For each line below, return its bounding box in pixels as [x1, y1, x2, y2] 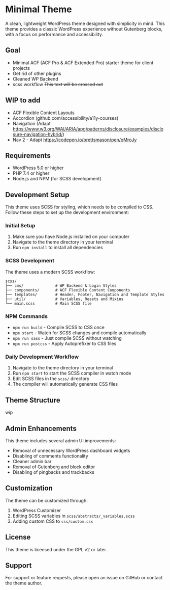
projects [12, 65, 30, 71]
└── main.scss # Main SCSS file [5, 301, 92, 306]
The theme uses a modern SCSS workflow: [5, 269, 95, 275]
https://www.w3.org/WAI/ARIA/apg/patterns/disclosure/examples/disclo [12, 126, 164, 132]
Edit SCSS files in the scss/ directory [12, 376, 90, 382]
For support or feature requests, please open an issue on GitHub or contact [5, 575, 163, 581]
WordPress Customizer [12, 507, 61, 513]
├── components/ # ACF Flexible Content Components [5, 287, 130, 292]
